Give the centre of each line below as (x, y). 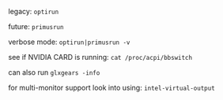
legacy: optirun (34, 11)
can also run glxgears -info (54, 72)
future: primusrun (36, 26)
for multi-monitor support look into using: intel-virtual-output (111, 87)
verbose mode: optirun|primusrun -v (69, 42)
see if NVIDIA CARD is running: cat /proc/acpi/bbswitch (100, 57)
